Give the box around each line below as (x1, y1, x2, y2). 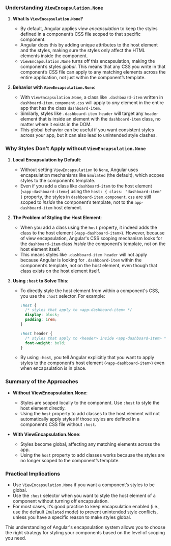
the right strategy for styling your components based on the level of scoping (5, 530, 165, 536)
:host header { (20, 331, 52, 336)
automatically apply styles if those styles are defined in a (20, 416, 140, 422)
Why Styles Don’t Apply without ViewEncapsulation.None (5, 145, 146, 152)
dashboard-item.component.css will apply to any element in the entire (20, 100, 164, 106)
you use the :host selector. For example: (20, 293, 105, 299)
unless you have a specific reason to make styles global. (12, 514, 131, 520)
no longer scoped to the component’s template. (20, 457, 120, 463)
